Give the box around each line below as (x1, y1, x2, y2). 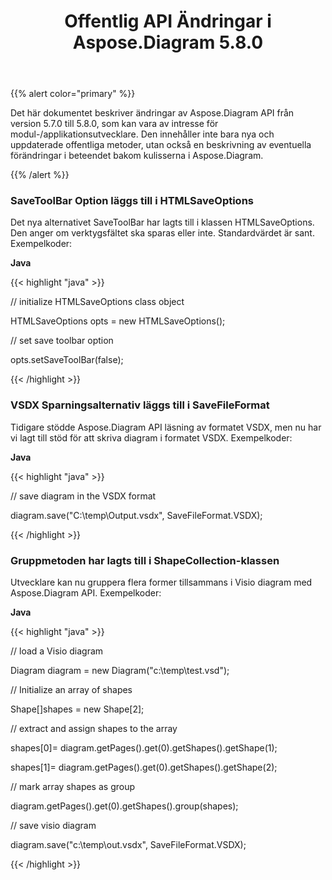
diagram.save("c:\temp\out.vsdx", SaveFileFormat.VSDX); (10, 839, 247, 851)
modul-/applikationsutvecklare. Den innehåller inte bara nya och (10, 128, 275, 140)
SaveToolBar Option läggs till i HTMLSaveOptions (10, 194, 254, 208)
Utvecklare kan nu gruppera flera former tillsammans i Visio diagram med (10, 576, 313, 589)
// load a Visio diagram (10, 645, 104, 657)
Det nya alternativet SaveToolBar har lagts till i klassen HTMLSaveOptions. (10, 216, 315, 229)
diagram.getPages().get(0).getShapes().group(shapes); (10, 800, 239, 812)
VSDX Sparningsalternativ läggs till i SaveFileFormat (10, 398, 270, 412)
